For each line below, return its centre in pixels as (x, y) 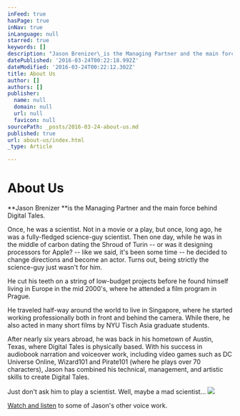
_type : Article (30, 147)
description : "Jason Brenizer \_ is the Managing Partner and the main (113, 54)
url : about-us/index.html (46, 140)
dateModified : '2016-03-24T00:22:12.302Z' (71, 67)
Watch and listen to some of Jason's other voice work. (87, 406)
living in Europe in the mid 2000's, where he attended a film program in (112, 289)
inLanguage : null (33, 34)
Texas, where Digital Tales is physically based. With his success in (105, 347)
